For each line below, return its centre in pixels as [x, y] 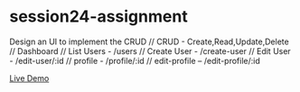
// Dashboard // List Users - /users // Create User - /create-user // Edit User [150, 51]
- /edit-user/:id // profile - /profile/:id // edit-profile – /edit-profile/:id [135, 60]
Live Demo [29, 78]
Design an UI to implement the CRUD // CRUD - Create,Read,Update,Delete [149, 41]
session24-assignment [98, 17]
